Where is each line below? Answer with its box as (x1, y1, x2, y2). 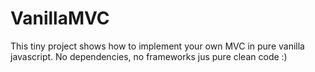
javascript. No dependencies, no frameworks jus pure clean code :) (10, 50, 288, 62)
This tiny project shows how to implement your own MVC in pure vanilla (10, 40, 305, 52)
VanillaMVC (10, 7, 110, 30)
